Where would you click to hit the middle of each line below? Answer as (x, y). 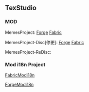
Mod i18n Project (25, 64)
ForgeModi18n (19, 84)
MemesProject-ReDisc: (28, 52)
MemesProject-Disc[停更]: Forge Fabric (44, 42)
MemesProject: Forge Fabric (34, 32)
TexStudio (21, 8)
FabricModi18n (20, 75)
